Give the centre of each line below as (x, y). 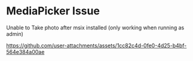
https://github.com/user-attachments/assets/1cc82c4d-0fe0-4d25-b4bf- (96, 45)
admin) (15, 33)
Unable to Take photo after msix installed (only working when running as (95, 28)
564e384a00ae (25, 51)
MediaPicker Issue (53, 11)
